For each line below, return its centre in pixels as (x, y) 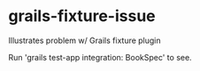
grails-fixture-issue (82, 16)
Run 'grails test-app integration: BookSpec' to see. (100, 57)
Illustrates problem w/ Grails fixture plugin (85, 40)
